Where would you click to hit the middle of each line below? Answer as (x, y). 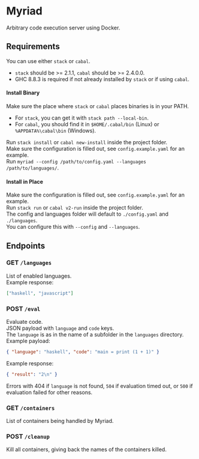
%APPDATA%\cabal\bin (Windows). (55, 130)
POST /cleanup (28, 436)
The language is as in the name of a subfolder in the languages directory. (95, 335)
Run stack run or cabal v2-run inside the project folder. (75, 208)
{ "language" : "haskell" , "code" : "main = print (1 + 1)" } (83, 352)
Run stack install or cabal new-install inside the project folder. (87, 142)
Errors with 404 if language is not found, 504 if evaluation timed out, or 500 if (99, 386)
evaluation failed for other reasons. (49, 392)
